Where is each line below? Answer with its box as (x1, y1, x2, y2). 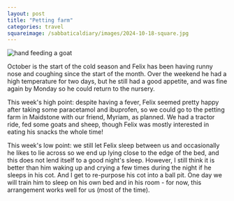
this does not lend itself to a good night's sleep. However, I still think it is (7, 156, 215, 165)
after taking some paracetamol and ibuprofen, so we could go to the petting (7, 105, 225, 114)
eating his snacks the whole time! (7, 128, 103, 136)
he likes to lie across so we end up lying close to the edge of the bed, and (7, 149, 219, 157)
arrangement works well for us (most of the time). (7, 186, 150, 194)
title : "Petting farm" (7, 17, 73, 24)
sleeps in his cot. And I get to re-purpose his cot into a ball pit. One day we (7, 171, 222, 179)
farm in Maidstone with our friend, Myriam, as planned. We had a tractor (7, 113, 215, 121)
